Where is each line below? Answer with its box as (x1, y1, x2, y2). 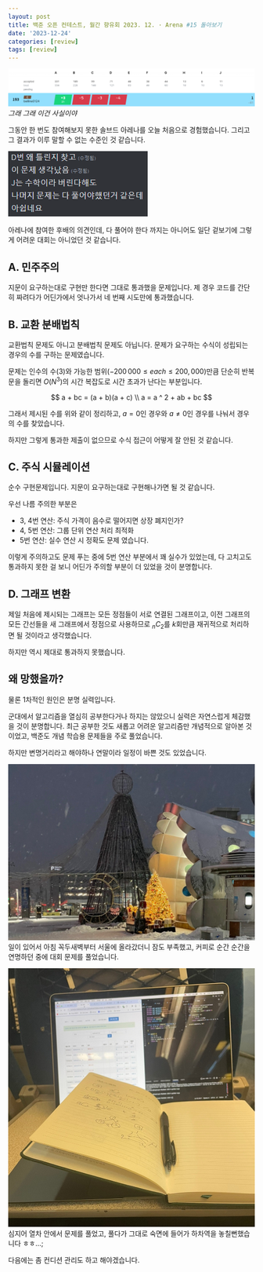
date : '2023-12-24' (8, 29, 72, 37)
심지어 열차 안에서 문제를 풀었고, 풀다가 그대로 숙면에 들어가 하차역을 (8, 1229, 217, 1238)
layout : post (8, 13, 51, 20)
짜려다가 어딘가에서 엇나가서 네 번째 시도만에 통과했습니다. (16, 293, 194, 302)
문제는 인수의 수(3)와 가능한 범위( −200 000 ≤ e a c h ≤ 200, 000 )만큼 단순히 (8, 367, 240, 376)
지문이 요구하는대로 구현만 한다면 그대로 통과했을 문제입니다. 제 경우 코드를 (8, 283, 236, 292)
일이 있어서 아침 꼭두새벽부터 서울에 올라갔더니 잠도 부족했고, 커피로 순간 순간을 (8, 942, 250, 952)
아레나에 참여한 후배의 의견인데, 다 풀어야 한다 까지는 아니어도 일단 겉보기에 (8, 225, 238, 235)
